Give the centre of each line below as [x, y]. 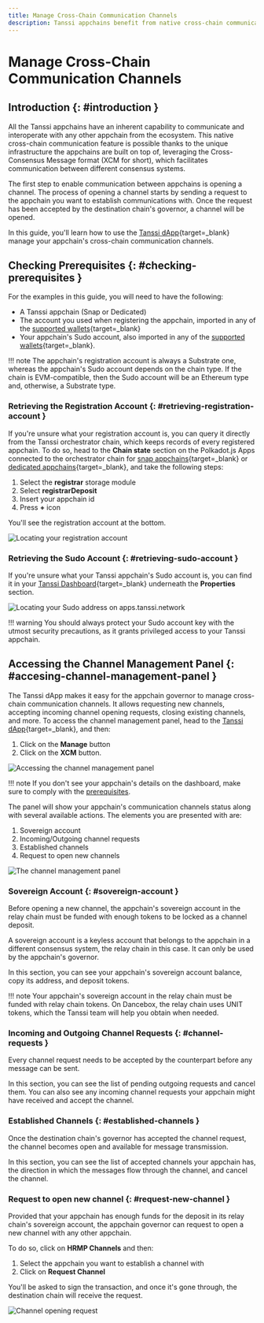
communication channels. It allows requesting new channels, [126, 704]
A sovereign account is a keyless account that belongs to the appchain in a [129, 940]
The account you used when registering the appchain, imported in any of [137, 321]
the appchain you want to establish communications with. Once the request [130, 200]
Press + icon [40, 507]
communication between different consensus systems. [97, 168]
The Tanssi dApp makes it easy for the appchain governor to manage [120, 695]
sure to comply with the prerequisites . [70, 791]
